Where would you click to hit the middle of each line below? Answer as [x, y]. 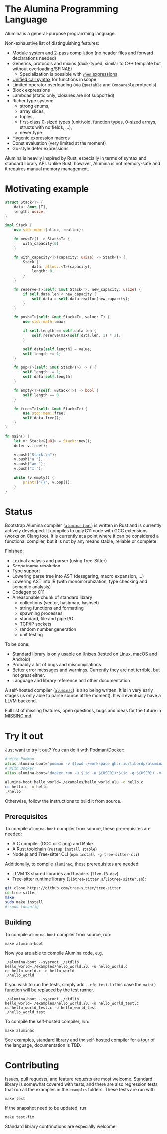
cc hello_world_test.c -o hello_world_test [51, 1008]
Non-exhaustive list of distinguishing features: [52, 43]
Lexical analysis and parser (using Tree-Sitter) [60, 561]
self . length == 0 [41, 395]
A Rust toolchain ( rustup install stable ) [55, 849]
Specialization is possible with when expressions [69, 74]
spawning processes [41, 613]
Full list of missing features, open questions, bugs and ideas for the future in [83, 711]
